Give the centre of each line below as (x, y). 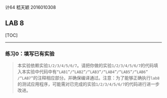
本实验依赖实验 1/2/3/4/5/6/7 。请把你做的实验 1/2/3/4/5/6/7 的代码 (85, 66)
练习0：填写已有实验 (30, 54)
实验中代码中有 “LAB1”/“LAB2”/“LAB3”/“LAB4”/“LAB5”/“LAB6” (87, 72)
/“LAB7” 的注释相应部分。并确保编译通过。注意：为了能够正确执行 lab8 (88, 78)
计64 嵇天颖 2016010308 (31, 7)
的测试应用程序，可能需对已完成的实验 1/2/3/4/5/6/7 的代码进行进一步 (88, 84)
